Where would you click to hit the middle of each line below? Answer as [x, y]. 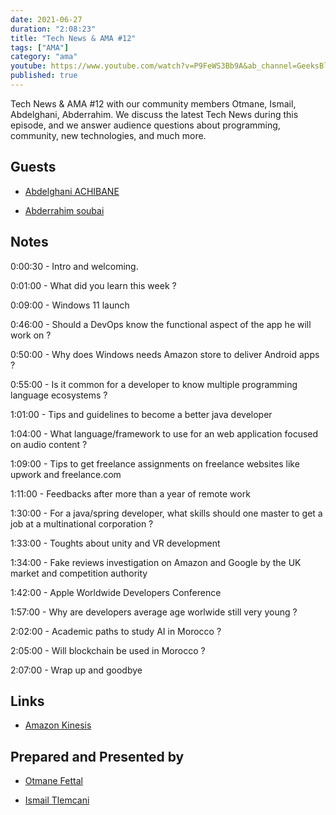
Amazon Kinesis [58, 725]
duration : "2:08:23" [53, 29]
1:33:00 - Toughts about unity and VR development [115, 543]
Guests [33, 167]
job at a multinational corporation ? [82, 523]
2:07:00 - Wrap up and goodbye [76, 670]
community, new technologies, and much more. [108, 135]
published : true [44, 76]
